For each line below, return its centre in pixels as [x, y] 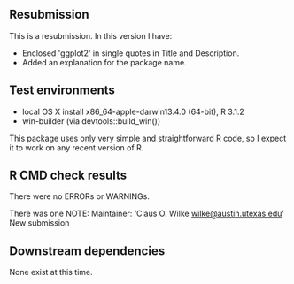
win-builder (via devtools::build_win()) [91, 121]
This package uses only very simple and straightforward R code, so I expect [148, 138]
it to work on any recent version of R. [77, 147]
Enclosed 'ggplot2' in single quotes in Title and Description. [131, 53]
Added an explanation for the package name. [104, 62]
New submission [39, 223]
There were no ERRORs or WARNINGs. [80, 196]
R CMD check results [68, 176]
